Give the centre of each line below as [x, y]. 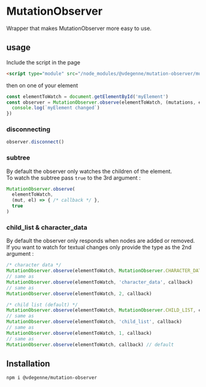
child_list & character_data [47, 227]
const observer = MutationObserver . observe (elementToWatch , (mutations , [101, 102]
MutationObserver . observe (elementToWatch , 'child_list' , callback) [94, 322]
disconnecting [29, 129]
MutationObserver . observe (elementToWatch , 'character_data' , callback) [100, 282]
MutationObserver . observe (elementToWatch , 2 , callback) [79, 293]
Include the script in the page [44, 62]
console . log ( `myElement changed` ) [56, 108]
